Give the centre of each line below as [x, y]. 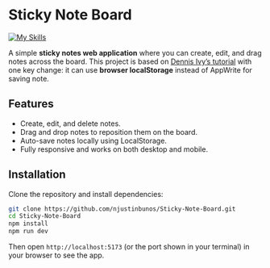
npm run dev [28, 232]
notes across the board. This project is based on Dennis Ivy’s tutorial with [130, 61]
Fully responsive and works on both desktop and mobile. [114, 149]
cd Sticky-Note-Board [45, 216]
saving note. [29, 78]
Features [31, 104]
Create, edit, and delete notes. [70, 124]
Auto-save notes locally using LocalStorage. [93, 140]
